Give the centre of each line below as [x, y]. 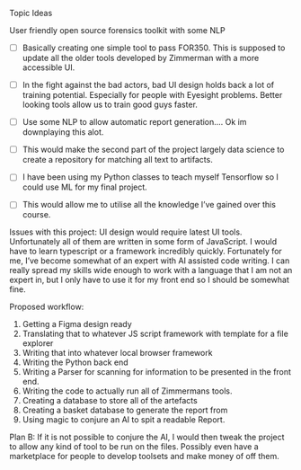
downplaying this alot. [63, 132]
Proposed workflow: [47, 307]
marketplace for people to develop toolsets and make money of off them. [145, 457]
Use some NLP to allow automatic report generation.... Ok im [134, 122]
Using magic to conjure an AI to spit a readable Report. [124, 420]
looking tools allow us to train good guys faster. [110, 105]
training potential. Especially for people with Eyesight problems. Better [152, 95]
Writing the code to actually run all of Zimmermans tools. [127, 391]
